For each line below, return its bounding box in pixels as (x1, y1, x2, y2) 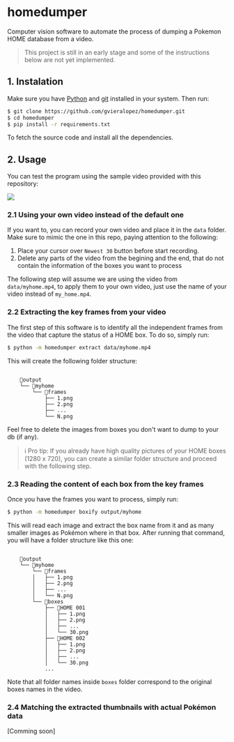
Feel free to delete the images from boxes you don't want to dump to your (7, 425, 219, 433)
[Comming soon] (7, 727, 56, 736)
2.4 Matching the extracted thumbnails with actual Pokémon (7, 702, 217, 712)
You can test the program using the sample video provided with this (7, 172, 201, 181)
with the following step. (24, 462, 92, 470)
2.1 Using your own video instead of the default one (7, 210, 185, 220)
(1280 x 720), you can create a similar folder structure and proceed (24, 454, 217, 462)
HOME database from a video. (7, 34, 94, 43)
